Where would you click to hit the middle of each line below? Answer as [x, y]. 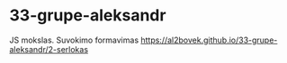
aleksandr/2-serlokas [49, 49]
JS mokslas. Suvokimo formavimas [74, 40]
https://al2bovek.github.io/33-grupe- [209, 40]
